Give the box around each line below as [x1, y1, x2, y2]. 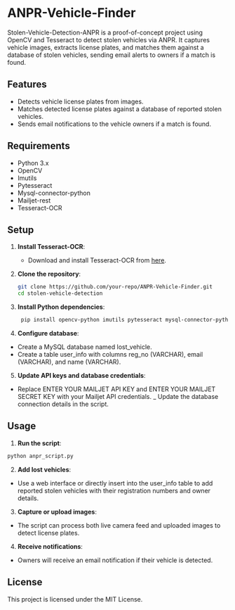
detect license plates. [17, 528, 80, 537]
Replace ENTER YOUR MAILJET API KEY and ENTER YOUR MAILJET [17, 385, 216, 393]
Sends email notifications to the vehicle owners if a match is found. [17, 120, 212, 128]
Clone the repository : [17, 269, 81, 279]
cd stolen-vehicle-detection [17, 290, 103, 297]
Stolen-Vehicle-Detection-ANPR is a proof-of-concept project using [7, 28, 203, 37]
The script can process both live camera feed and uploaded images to [17, 521, 221, 529]
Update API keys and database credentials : [17, 371, 146, 379]
